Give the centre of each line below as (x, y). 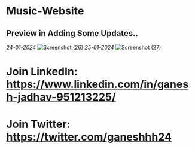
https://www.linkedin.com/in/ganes (97, 84)
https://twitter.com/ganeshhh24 (89, 137)
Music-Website (45, 11)
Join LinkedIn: (42, 72)
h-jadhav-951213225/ (61, 97)
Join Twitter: (38, 124)
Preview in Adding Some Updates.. (72, 33)
